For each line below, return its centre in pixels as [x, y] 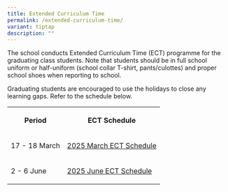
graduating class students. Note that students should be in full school [107, 61]
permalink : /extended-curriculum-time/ [65, 20]
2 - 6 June [29, 171]
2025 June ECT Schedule [109, 171]
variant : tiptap [31, 27]
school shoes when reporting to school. [64, 75]
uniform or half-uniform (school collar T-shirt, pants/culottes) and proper [112, 68]
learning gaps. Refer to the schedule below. [70, 96]
